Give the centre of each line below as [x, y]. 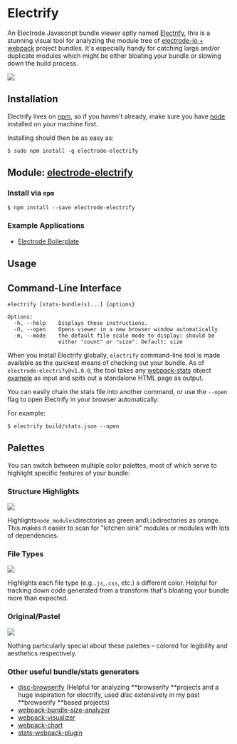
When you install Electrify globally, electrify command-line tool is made [114, 355]
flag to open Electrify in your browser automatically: [83, 399]
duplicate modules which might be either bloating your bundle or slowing [114, 56]
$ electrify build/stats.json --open [63, 426]
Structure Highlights [43, 491]
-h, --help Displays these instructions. [81, 323]
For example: [27, 413]
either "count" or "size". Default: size [120, 342]
